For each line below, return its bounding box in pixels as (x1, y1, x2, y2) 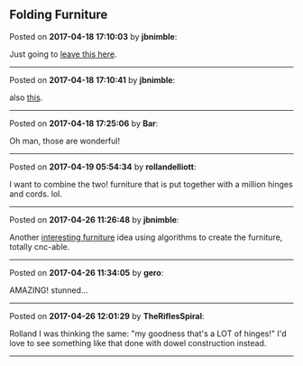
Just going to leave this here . (9, 49, 117, 59)
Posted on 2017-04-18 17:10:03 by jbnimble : (9, 31, 178, 41)
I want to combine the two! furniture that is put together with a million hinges (9, 178, 293, 189)
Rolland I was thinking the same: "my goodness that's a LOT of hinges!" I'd (9, 328, 287, 339)
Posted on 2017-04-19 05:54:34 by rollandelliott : (9, 161, 197, 172)
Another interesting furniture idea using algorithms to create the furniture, (9, 232, 283, 242)
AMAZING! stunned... (9, 284, 88, 296)
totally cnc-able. (9, 241, 70, 252)
